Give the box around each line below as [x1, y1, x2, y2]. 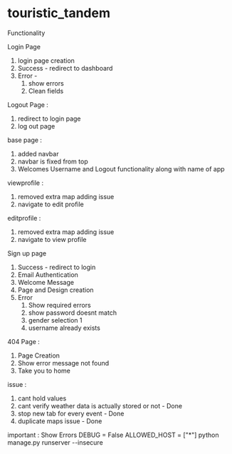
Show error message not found [17, 358, 110, 367]
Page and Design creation [17, 286, 94, 294]
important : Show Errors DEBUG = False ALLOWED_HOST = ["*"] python [7, 430, 219, 439]
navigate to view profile [17, 235, 87, 243]
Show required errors [28, 301, 91, 309]
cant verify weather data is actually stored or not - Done [17, 401, 183, 410]
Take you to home [17, 366, 71, 375]
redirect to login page [17, 114, 81, 123]
